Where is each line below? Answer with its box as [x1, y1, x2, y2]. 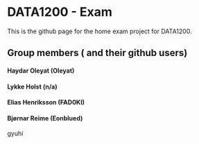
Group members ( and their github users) [7, 47, 188, 59]
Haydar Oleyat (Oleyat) [7, 66, 75, 75]
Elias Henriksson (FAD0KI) [7, 98, 85, 107]
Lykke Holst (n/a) [7, 82, 58, 91]
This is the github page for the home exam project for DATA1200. [7, 27, 192, 35]
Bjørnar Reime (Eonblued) [7, 114, 83, 122]
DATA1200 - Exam [7, 4, 113, 20]
